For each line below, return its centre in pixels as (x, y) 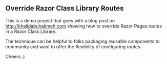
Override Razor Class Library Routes (65, 8)
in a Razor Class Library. (31, 31)
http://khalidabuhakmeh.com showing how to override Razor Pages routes (84, 26)
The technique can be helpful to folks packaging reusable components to (82, 41)
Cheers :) (15, 56)
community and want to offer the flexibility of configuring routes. (74, 46)
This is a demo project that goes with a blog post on (60, 20)
